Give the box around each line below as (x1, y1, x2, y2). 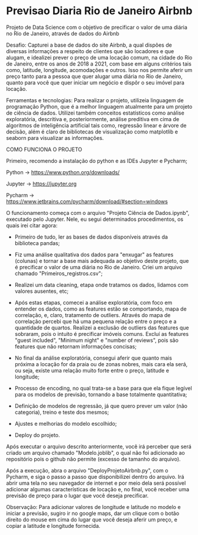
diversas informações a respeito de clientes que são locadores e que (6, 47, 174, 54)
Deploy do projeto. (14, 431, 60, 438)
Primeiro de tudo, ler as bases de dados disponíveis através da (14, 233, 168, 240)
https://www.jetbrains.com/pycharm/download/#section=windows (6, 198, 168, 205)
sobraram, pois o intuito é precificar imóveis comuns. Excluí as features (14, 330, 189, 337)
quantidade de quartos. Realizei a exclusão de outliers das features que (14, 324, 189, 331)
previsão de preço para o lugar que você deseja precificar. (6, 492, 149, 499)
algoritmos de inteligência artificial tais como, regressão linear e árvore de (6, 122, 187, 129)
